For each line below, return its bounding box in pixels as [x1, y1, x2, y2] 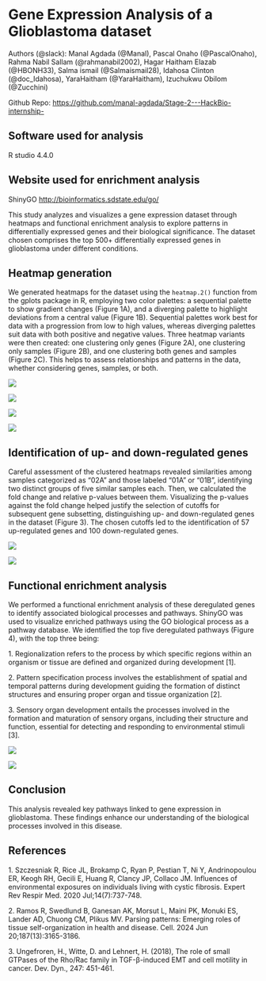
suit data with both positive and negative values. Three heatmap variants [8, 329, 245, 339]
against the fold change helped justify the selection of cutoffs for [8, 501, 220, 510]
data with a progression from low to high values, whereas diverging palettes [8, 321, 256, 331]
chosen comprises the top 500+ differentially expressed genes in [8, 235, 222, 244]
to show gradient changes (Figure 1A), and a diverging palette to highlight [8, 304, 248, 314]
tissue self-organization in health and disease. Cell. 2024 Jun [8, 922, 208, 932]
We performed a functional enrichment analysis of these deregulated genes [8, 600, 256, 609]
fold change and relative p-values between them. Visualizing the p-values [8, 492, 249, 502]
